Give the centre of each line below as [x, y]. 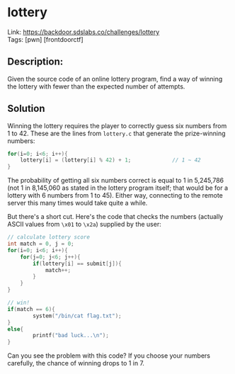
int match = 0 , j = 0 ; [41, 244]
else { [15, 329]
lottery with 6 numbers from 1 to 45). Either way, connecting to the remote [115, 195]
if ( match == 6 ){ [31, 309]
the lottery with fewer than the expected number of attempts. [96, 86]
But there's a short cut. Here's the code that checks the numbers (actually [115, 217]
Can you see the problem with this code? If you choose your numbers [109, 356]
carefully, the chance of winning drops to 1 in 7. [76, 363]
